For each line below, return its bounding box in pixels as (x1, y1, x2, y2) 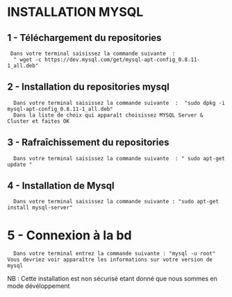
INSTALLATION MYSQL (7, 4, 144, 20)
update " (7, 161, 33, 168)
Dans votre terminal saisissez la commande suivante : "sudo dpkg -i (13, 99, 226, 106)
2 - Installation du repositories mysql (7, 81, 170, 93)
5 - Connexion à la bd (7, 227, 132, 243)
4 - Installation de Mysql (7, 180, 115, 192)
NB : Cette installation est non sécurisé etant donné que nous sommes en (7, 275, 217, 283)
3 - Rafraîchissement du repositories (7, 137, 169, 148)
